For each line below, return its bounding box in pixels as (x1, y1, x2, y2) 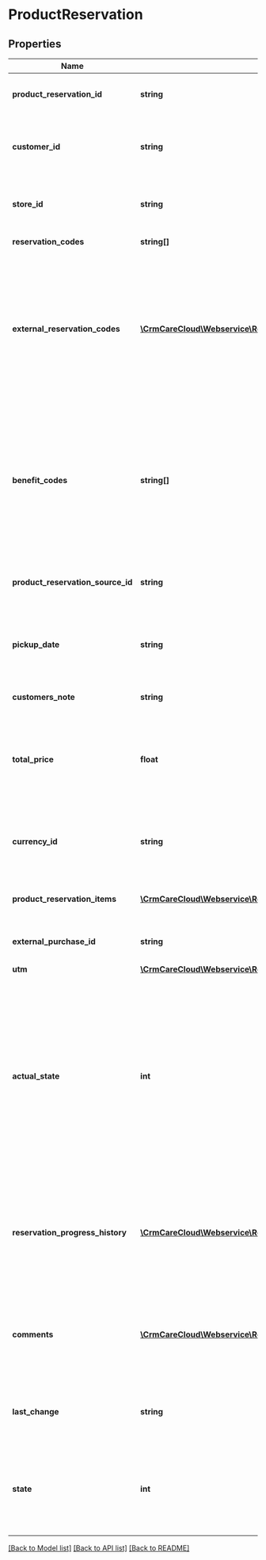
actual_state (12, 1071, 60, 1082)
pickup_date (12, 639, 60, 650)
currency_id (12, 836, 58, 847)
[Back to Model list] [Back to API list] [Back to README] (8, 1543, 190, 1553)
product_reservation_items (12, 893, 117, 904)
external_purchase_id (12, 936, 97, 947)
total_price (12, 754, 54, 765)
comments (12, 1329, 54, 1340)
